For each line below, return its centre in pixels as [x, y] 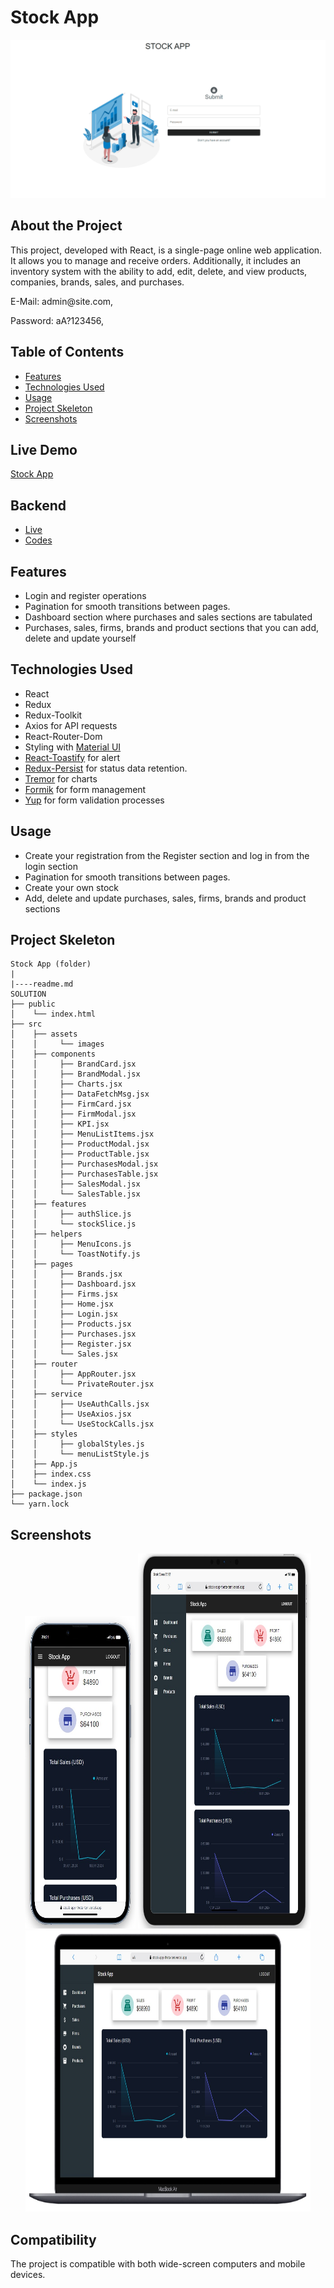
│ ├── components [53, 1054]
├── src [26, 1024]
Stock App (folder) [51, 964]
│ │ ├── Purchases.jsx [73, 1334]
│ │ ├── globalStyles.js [77, 1444]
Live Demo [44, 449]
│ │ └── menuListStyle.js [80, 1454]
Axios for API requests [71, 725]
